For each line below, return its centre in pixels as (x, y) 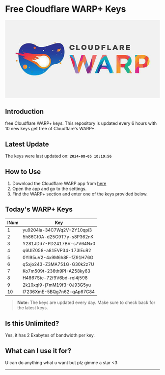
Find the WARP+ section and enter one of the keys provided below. (80, 194)
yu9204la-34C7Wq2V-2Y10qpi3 (57, 230)
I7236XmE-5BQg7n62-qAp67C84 (59, 292)
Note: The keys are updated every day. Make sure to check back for (86, 302)
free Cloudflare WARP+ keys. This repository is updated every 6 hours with (81, 123)
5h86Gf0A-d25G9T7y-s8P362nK (58, 237)
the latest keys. (32, 308)
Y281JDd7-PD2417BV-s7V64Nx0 (59, 244)
